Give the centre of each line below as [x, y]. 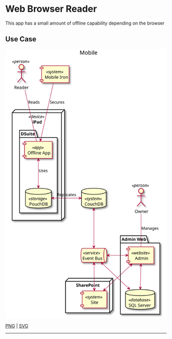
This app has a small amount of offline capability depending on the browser [85, 23]
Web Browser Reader [51, 9]
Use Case [21, 39]
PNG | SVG [17, 326]
